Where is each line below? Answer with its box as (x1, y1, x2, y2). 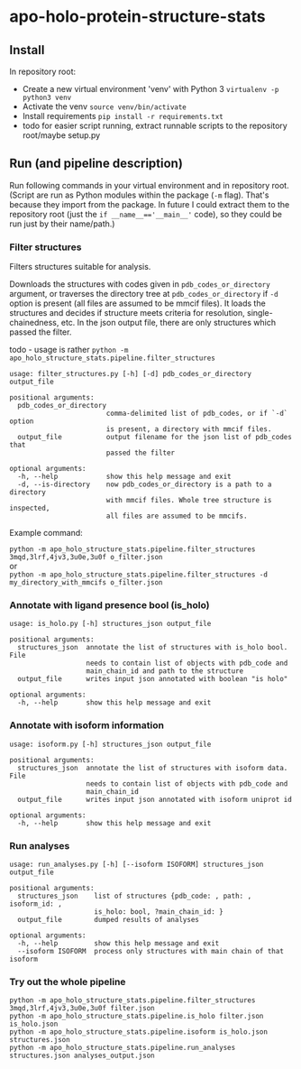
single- (246, 308, 273, 318)
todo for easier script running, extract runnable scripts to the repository (22, 120, 288, 131)
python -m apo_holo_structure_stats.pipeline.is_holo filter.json (9, 1012, 264, 1021)
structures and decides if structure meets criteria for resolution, (9, 308, 245, 318)
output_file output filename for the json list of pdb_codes (17, 433, 293, 442)
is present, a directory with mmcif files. (105, 425, 272, 434)
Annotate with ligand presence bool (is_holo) (9, 599, 210, 612)
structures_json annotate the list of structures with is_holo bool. (17, 643, 288, 652)
